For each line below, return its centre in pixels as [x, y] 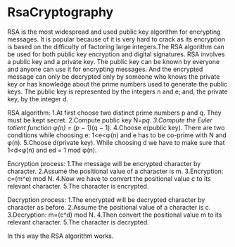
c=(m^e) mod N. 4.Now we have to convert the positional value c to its [109, 178]
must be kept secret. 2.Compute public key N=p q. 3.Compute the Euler [110, 120]
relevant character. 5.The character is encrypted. [78, 186]
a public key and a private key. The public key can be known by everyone [114, 61]
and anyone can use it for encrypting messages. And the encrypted [105, 69]
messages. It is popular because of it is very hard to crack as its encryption [116, 39]
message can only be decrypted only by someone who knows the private [114, 76]
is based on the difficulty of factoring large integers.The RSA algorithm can [116, 46]
